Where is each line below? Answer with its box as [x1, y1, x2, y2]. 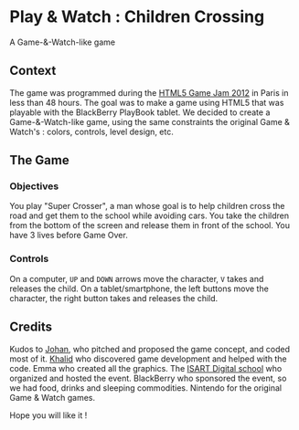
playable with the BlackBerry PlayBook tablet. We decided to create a [9, 107, 271, 118]
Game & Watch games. [9, 392, 96, 403]
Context [9, 63, 57, 79]
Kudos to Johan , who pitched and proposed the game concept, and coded [9, 343, 291, 354]
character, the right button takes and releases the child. [9, 292, 219, 303]
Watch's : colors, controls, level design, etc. [9, 126, 174, 137]
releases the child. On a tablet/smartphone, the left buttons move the [9, 283, 270, 294]
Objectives [9, 180, 59, 193]
